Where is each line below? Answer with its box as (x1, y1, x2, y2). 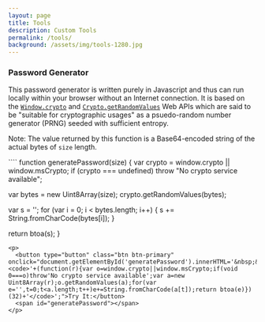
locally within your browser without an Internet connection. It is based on (8, 93, 245, 103)
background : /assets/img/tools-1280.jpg (8, 41, 144, 49)
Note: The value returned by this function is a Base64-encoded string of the (8, 134, 256, 143)
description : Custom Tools (8, 26, 97, 34)
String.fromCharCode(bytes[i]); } (8, 214, 115, 223)
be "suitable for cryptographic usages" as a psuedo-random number (8, 110, 232, 119)
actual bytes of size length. (8, 142, 97, 152)
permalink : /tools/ (8, 33, 73, 42)
